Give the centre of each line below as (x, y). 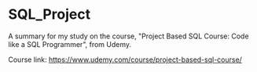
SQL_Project (50, 14)
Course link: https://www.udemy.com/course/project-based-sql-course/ (125, 59)
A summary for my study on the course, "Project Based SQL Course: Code (128, 36)
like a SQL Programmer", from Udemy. (70, 44)
